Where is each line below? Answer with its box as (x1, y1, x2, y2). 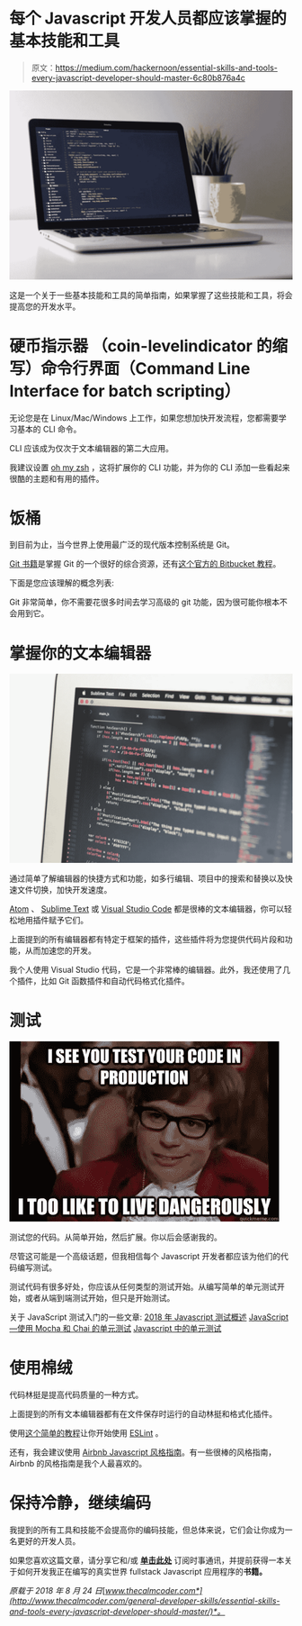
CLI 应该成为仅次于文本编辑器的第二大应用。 (9, 442, 173, 453)
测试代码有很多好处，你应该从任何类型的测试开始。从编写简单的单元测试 (9, 1281, 277, 1293)
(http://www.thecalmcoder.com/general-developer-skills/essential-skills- (9, 1595, 280, 1606)
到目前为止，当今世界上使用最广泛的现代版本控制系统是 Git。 (9, 540, 235, 550)
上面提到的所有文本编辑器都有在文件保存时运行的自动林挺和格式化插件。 (9, 1408, 277, 1419)
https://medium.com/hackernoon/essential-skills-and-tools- (55, 62, 279, 73)
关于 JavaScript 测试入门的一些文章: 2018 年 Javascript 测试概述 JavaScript (9, 1312, 289, 1322)
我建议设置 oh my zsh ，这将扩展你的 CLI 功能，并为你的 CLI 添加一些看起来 (9, 461, 290, 473)
